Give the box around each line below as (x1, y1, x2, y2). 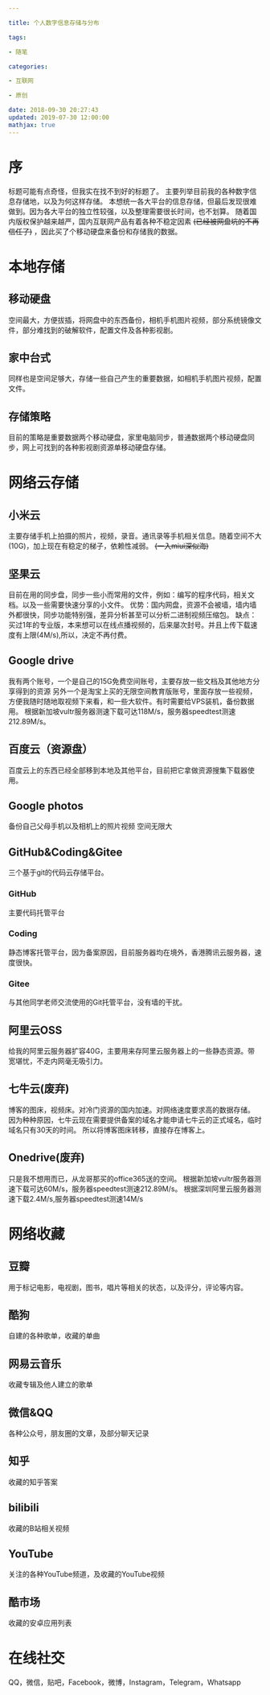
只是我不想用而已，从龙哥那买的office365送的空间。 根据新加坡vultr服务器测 (8, 1173, 261, 1183)
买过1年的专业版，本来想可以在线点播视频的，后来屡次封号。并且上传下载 (8, 621, 251, 629)
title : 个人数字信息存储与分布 (8, 19, 100, 27)
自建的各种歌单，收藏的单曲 (8, 1331, 100, 1341)
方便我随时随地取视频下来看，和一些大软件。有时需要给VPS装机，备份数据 (8, 696, 255, 706)
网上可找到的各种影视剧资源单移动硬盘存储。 (22, 443, 170, 452)
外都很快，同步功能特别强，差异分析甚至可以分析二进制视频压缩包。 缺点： (8, 610, 257, 620)
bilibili (8, 1501, 39, 1515)
